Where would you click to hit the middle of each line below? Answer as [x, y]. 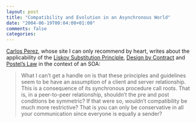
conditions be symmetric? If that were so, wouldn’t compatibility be [104, 101]
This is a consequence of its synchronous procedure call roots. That [106, 88]
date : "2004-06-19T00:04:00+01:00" [51, 23]
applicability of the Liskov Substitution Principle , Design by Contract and [96, 58]
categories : [21, 34]
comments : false [26, 28]
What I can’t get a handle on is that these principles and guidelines [103, 76]
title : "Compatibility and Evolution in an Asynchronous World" [88, 17]
